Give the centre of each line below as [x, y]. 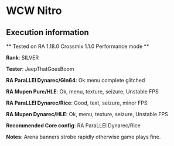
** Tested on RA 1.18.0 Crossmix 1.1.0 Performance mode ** [78, 46]
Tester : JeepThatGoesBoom [40, 69]
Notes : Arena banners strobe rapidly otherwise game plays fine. [83, 137]
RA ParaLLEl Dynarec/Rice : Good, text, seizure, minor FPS [77, 103]
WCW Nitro [34, 11]
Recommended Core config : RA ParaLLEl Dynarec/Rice [73, 126]
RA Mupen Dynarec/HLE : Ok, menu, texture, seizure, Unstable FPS [87, 114]
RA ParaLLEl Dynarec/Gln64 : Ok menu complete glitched [76, 80]
